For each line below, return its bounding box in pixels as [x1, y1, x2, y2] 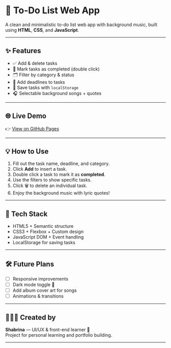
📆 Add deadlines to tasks [12, 79, 65, 85]
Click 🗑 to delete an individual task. [12, 182, 88, 189]
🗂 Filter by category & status [12, 72, 75, 78]
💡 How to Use [5, 147, 49, 155]
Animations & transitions [12, 293, 64, 299]
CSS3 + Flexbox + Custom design [12, 228, 84, 235]
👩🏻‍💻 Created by [5, 313, 56, 321]
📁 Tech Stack [5, 210, 48, 218]
